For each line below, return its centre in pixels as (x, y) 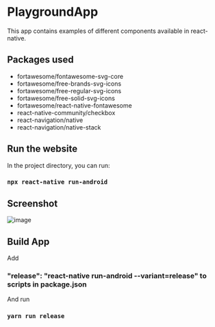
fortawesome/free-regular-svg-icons (69, 90)
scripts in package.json (47, 284)
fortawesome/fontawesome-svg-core (70, 76)
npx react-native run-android (58, 182)
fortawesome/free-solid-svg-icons (66, 98)
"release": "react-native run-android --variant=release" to (107, 276)
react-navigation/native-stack (59, 127)
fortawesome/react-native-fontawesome (74, 105)
